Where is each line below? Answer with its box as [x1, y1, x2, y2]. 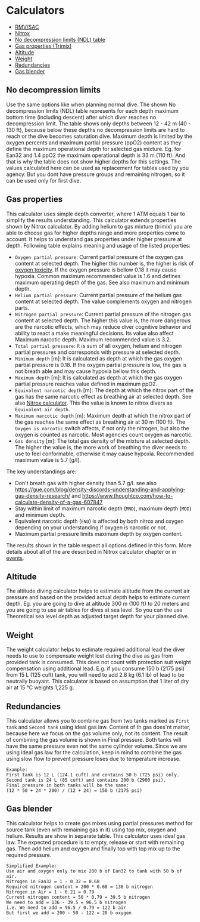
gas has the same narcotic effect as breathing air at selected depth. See [14, 393, 192, 400]
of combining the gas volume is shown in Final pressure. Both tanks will [6, 736, 182, 743]
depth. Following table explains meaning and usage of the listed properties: [6, 242, 190, 249]
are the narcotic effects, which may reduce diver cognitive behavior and [14, 323, 192, 330]
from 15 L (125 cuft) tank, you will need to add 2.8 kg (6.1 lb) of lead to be [6, 671, 185, 679]
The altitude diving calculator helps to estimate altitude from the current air [6, 587, 190, 594]
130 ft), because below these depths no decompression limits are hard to [6, 126, 185, 133]
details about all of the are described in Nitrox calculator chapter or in [6, 548, 177, 555]
